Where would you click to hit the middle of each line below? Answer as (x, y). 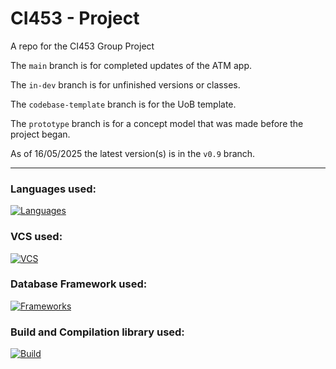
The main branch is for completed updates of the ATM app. (131, 65)
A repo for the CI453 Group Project (82, 46)
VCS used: (36, 237)
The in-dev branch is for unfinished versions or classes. (125, 84)
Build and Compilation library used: (97, 332)
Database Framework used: (79, 284)
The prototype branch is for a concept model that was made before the (157, 123)
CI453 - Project (75, 18)
